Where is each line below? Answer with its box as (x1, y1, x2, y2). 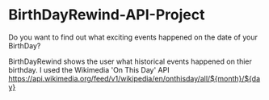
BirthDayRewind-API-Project (8, 6, 205, 24)
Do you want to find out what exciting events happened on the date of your (8, 32, 258, 42)
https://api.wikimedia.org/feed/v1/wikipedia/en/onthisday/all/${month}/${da (8, 73, 261, 83)
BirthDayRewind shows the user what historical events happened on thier (8, 56, 253, 66)
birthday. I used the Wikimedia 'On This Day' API (8, 65, 170, 74)
